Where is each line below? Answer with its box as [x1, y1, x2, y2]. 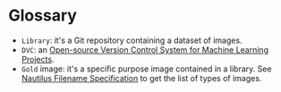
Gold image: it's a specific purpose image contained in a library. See [21, 63, 272, 74]
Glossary [8, 5, 78, 26]
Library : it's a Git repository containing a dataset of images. [21, 35, 243, 46]
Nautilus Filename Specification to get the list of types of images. [21, 72, 262, 83]
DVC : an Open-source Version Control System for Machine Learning [21, 44, 269, 54]
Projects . [21, 54, 55, 64]
